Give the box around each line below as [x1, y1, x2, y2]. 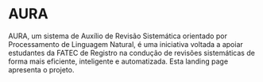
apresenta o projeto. [8, 64, 75, 74]
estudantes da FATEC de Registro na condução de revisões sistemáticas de [8, 48, 256, 57]
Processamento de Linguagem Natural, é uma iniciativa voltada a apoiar [8, 39, 244, 49]
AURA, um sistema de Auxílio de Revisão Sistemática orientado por [8, 31, 228, 41]
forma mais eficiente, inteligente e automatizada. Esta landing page [8, 57, 229, 66]
